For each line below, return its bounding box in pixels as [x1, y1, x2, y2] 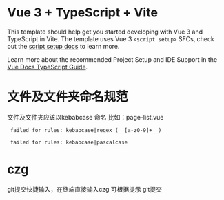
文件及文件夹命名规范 [7, 89, 129, 104]
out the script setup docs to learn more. [7, 42, 120, 50]
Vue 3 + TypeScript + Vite [7, 5, 159, 21]
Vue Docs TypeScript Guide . [7, 63, 88, 71]
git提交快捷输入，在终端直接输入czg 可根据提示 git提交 [7, 185, 162, 193]
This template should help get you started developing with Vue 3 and [7, 27, 203, 36]
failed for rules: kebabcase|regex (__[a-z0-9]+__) [10, 126, 162, 133]
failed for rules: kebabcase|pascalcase [10, 139, 128, 146]
